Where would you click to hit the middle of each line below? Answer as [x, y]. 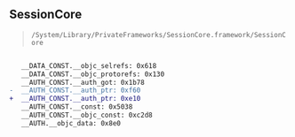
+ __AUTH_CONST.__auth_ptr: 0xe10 [75, 99]
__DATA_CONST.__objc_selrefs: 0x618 [89, 65]
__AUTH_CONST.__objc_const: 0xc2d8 [87, 115]
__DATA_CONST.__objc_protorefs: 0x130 [93, 74]
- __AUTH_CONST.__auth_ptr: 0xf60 [75, 91]
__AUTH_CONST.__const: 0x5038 [77, 107]
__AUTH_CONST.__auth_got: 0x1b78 [83, 82]
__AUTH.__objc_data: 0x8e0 [71, 123]
